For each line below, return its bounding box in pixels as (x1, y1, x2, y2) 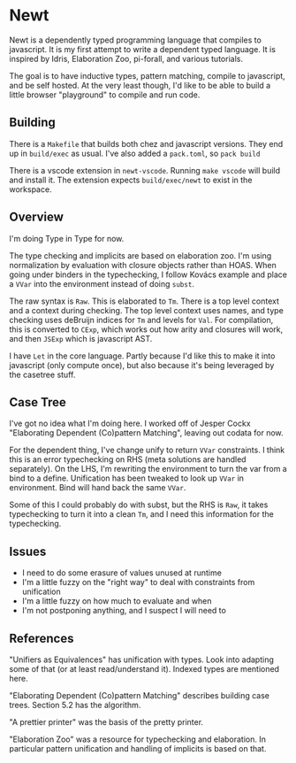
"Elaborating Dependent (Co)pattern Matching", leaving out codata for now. (9, 428, 285, 438)
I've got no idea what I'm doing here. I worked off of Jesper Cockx (9, 418, 251, 429)
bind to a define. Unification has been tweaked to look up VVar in (9, 473, 245, 483)
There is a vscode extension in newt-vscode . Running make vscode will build (9, 165, 281, 175)
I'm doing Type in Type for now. (9, 233, 125, 243)
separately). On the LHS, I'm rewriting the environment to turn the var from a (9, 464, 287, 474)
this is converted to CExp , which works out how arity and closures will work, (9, 324, 284, 335)
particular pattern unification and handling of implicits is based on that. (9, 744, 267, 753)
